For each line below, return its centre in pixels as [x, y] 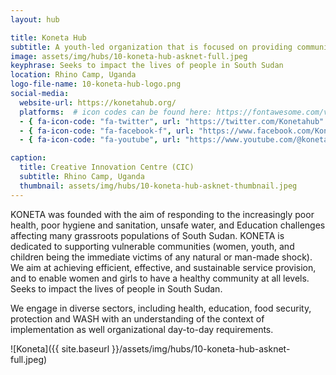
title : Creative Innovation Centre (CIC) [107, 167]
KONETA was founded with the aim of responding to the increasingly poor [162, 214]
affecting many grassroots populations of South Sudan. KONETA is [147, 235]
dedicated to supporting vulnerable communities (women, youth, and [152, 246]
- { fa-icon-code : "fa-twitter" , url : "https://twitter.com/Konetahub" [172, 121]
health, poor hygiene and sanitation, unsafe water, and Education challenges [168, 225]
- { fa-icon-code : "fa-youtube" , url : [100, 140]
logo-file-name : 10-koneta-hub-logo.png [96, 84]
